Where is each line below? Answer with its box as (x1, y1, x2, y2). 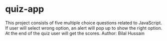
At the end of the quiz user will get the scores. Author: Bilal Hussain (5, 30, 144, 36)
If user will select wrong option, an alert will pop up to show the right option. (5, 25, 162, 31)
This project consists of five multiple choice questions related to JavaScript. (5, 20, 162, 26)
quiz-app (5, 3, 44, 15)
